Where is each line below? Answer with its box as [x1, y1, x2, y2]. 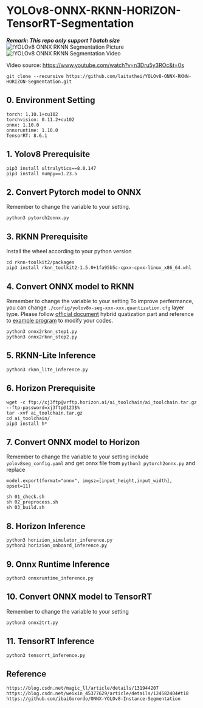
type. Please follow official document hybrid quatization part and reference [6, 310, 194, 317]
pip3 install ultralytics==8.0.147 [6, 165, 97, 171]
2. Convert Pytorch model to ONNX [6, 187, 142, 197]
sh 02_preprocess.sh [6, 499, 59, 505]
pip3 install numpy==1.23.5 [6, 170, 78, 177]
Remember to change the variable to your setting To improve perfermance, [6, 298, 194, 304]
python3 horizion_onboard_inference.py [6, 542, 108, 549]
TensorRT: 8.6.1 [6, 132, 47, 139]
